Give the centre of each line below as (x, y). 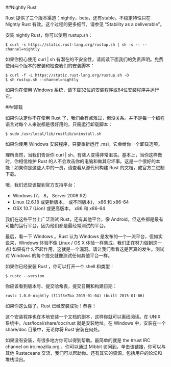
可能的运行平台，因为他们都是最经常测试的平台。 (56, 226)
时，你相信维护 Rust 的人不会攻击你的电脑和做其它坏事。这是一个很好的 (81, 161)
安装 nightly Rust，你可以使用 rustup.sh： (49, 35)
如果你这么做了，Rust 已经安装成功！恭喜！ (51, 306)
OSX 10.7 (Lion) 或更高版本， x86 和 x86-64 (59, 208)
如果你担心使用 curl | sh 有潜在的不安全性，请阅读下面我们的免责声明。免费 (84, 59)
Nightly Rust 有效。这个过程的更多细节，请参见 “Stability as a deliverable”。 (84, 24)
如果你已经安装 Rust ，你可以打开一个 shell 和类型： (60, 266)
